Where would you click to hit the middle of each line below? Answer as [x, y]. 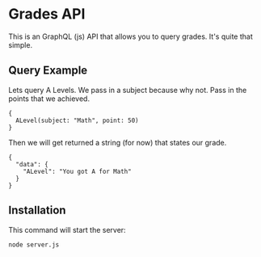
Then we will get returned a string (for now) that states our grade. [118, 142]
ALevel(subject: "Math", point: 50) [77, 120]
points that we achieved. [49, 99]
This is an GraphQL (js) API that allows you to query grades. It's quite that [130, 36]
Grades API [47, 14]
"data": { [32, 164]
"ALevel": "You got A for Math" [77, 171]
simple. [21, 44]
